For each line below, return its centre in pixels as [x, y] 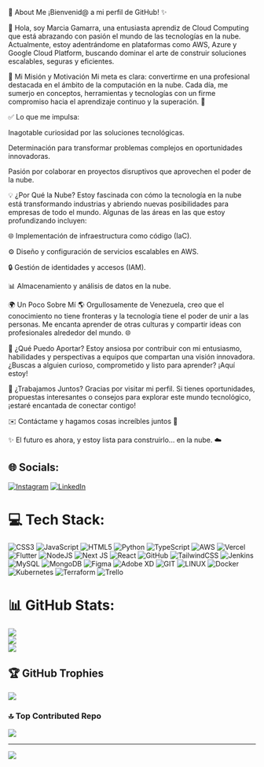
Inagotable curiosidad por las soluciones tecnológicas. [96, 133]
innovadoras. [29, 156]
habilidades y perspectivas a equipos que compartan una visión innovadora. [132, 357]
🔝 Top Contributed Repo [55, 716]
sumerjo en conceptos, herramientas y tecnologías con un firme [112, 93]
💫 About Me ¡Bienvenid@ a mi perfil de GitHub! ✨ [88, 12]
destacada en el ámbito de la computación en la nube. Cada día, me [118, 85]
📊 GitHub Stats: [62, 605]
